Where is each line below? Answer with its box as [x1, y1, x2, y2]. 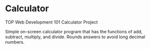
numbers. [5, 39, 25, 45]
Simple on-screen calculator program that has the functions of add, [5, 28, 143, 34]
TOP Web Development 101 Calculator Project [5, 19, 98, 25]
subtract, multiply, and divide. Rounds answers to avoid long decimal [5, 34, 146, 40]
